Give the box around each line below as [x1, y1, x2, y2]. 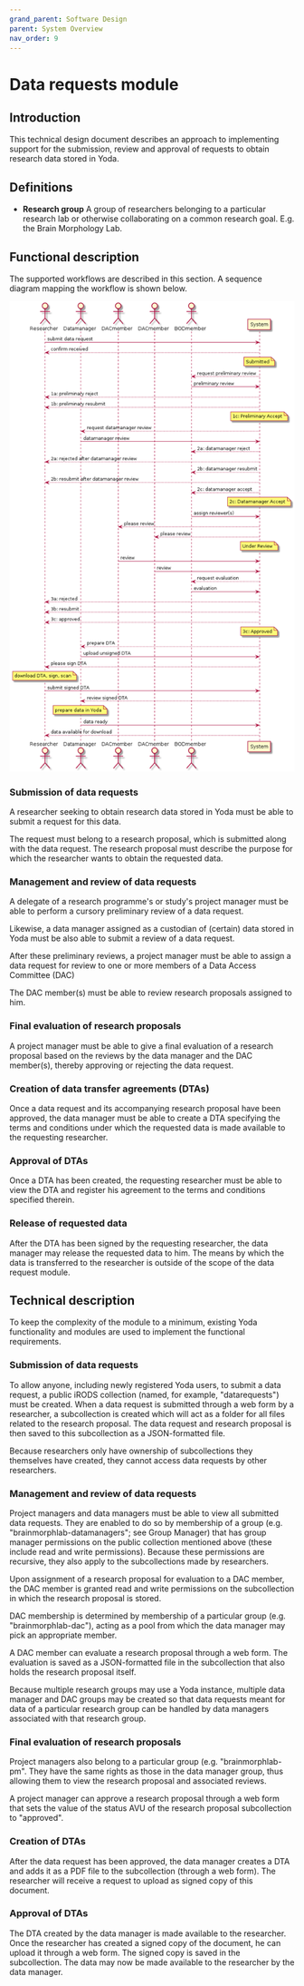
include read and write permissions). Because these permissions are [9, 1546, 265, 1557]
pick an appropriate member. [9, 1629, 118, 1640]
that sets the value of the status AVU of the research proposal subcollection [9, 1803, 292, 1814]
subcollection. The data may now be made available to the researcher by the [9, 1956, 295, 1968]
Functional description [9, 249, 140, 265]
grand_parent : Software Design [9, 15, 128, 24]
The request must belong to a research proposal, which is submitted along [9, 834, 287, 845]
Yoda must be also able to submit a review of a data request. [9, 933, 235, 944]
